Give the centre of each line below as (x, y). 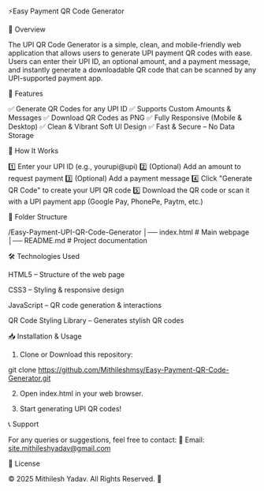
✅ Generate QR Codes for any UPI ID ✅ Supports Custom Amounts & (120, 109)
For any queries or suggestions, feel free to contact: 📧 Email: (106, 440)
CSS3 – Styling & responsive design (66, 290)
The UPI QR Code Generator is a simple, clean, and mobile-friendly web (125, 45)
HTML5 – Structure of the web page (66, 274)
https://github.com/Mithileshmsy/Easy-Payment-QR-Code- (134, 370)
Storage (21, 135)
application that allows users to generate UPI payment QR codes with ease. (130, 53)
